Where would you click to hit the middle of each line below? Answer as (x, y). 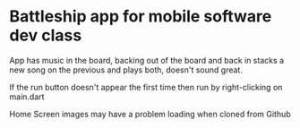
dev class (46, 35)
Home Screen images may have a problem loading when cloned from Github (150, 114)
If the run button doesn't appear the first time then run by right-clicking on (146, 87)
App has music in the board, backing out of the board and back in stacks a (147, 60)
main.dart (27, 97)
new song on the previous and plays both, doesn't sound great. (126, 70)
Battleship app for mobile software (141, 17)
